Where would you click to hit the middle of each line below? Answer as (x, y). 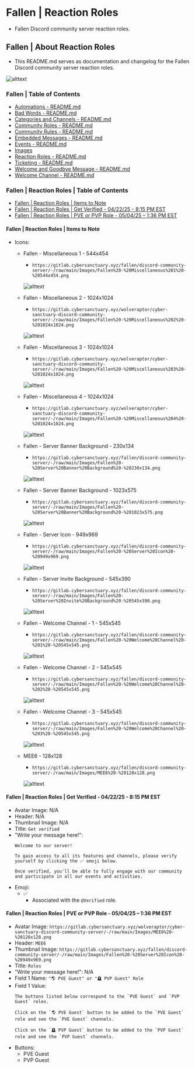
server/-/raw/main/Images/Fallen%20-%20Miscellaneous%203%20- (109, 369)
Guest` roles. (32, 1001)
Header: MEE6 (30, 943)
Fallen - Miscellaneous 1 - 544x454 (66, 253)
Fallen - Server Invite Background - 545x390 (77, 578)
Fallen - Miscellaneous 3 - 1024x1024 (68, 347)
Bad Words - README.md (46, 113)
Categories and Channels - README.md (63, 119)
